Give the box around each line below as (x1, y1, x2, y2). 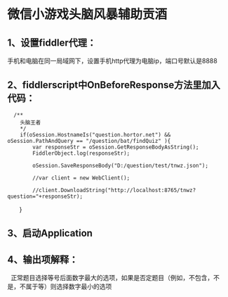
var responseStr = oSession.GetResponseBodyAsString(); (32, 144, 199, 151)
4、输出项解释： (7, 253, 79, 265)
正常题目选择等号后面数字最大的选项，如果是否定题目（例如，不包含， (10, 274, 214, 282)
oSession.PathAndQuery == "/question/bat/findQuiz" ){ (7, 137, 171, 144)
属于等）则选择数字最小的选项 (25, 282, 112, 291)
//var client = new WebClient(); (32, 174, 130, 182)
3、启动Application (7, 227, 93, 239)
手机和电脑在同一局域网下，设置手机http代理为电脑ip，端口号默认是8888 (7, 57, 217, 65)
